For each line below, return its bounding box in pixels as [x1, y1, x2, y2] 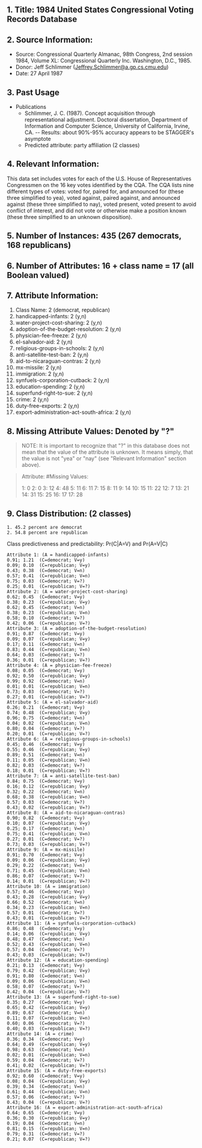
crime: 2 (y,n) [15, 396, 49, 403]
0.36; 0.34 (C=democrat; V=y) [7, 1036, 85, 1043]
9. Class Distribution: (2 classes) [7, 508, 132, 519]
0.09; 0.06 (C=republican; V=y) [7, 857, 91, 863]
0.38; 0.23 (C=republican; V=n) [7, 610, 91, 616]
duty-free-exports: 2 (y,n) [15, 403, 80, 410]
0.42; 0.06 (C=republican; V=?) [7, 620, 91, 626]
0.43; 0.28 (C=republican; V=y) [7, 894, 91, 900]
